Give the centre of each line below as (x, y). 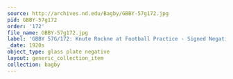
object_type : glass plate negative (59, 52)
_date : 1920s (26, 45)
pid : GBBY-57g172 (32, 20)
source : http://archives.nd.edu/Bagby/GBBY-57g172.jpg (88, 13)
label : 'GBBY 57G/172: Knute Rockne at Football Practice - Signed (107, 39)
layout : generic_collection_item (55, 58)
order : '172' (26, 26)
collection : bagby (34, 65)
